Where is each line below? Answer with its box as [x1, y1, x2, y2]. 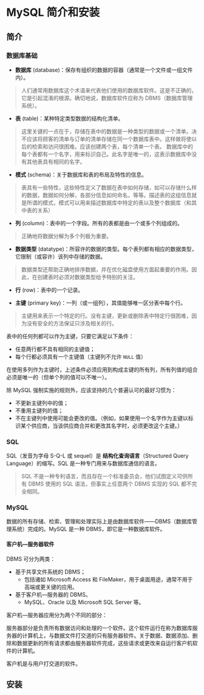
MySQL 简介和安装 [6, 5, 100, 19]
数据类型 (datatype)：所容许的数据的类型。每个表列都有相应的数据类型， [15, 245, 197, 253]
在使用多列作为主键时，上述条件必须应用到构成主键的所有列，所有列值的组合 [6, 365, 198, 373]
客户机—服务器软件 [6, 541, 55, 548]
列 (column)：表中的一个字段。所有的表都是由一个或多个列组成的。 [15, 219, 183, 226]
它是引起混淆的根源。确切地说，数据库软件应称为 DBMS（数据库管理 [21, 94, 193, 101]
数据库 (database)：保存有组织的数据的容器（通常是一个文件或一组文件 [15, 66, 193, 73]
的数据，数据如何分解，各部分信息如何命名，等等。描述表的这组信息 [21, 191, 192, 198]
